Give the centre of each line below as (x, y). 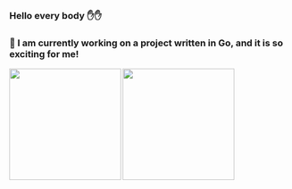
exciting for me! (44, 53)
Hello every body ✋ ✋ (56, 15)
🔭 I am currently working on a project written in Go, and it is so (146, 43)
